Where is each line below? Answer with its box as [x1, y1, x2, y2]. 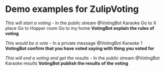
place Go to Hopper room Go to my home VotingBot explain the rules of [5, 25, 154, 31]
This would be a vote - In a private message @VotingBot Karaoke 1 [5, 40, 142, 46]
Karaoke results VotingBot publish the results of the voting [5, 60, 128, 66]
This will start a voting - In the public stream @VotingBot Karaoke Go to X [5, 20, 156, 26]
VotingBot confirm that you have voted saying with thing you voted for [5, 45, 154, 51]
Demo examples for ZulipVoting [5, 3, 139, 15]
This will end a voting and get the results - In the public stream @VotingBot [5, 55, 160, 61]
